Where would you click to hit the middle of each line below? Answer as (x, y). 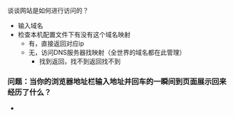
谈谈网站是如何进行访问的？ (48, 10)
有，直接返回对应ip (56, 44)
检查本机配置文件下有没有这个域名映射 (74, 35)
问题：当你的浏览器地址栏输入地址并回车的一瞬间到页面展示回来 (117, 81)
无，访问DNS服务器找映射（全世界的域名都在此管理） (107, 52)
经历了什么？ (30, 92)
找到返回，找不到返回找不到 (80, 61)
